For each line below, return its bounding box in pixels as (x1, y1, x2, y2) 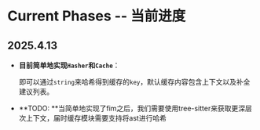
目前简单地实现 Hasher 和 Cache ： (18, 60, 120, 70)
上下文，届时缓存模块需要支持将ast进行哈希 (25, 114, 167, 122)
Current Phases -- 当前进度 (7, 7, 186, 25)
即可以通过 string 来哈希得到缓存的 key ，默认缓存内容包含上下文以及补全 (18, 78, 251, 86)
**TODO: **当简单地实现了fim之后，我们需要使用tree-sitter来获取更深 (18, 103, 245, 113)
